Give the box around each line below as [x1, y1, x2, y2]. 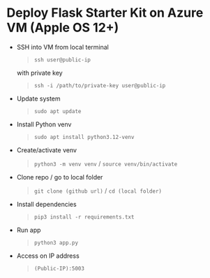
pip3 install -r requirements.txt [33, 213, 135, 221]
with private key [16, 68, 63, 77]
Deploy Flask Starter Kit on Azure [6, 5, 204, 21]
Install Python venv [16, 120, 72, 129]
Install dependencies [16, 200, 77, 208]
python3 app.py [33, 239, 78, 246]
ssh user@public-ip [33, 56, 91, 64]
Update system [16, 94, 61, 103]
